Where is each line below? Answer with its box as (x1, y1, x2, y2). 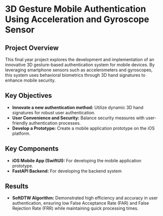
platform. (12, 130, 31, 136)
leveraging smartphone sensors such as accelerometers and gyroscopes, (5, 67, 153, 73)
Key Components (5, 145, 59, 153)
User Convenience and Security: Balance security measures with (12, 115, 145, 121)
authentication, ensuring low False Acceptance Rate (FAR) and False (12, 200, 149, 206)
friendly (12, 120, 28, 126)
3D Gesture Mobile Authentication (5, 3, 146, 15)
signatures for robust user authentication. (12, 109, 96, 115)
